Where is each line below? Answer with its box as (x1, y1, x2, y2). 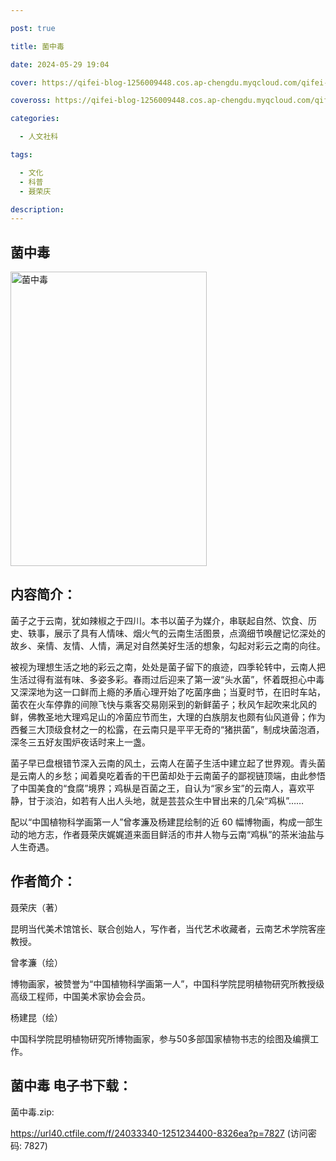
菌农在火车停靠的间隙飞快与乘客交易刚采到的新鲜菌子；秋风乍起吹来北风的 (10, 698, 317, 710)
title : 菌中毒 (10, 41, 65, 51)
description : (10, 204, 65, 215)
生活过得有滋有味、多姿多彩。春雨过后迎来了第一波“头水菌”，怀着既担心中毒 (10, 673, 325, 685)
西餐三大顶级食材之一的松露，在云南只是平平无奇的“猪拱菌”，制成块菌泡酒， (10, 723, 325, 735)
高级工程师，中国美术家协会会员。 (10, 990, 151, 1002)
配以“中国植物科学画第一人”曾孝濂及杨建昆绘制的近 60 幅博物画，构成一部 (10, 816, 315, 828)
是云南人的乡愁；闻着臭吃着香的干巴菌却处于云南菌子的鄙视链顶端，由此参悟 (10, 769, 326, 781)
